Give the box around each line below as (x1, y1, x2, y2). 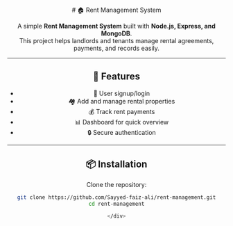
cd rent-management (88, 200, 145, 207)
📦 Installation (85, 159, 148, 170)
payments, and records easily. (74, 44, 159, 52)
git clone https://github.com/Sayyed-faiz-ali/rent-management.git (17, 193, 216, 201)
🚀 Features (92, 71, 141, 83)
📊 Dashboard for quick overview (74, 118, 169, 126)
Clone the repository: (86, 180, 147, 188)
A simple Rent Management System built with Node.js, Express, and (17, 22, 216, 30)
